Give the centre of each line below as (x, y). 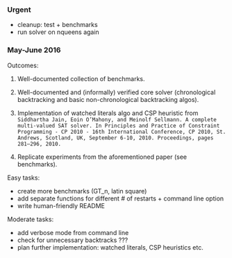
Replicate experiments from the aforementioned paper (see (102, 157)
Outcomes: (23, 65)
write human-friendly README (61, 205)
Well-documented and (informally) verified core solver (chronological (116, 92)
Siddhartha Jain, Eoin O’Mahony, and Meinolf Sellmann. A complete (117, 119)
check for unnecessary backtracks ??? (73, 240)
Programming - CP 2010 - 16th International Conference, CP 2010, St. (122, 132)
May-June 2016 (34, 50)
